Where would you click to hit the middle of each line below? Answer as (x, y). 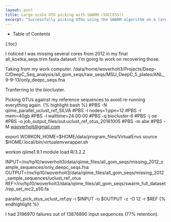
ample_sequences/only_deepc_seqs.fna (47, 167)
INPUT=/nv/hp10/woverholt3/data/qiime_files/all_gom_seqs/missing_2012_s (84, 162)
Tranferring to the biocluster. (35, 90)
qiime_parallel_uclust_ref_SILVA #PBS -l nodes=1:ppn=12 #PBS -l (73, 111)
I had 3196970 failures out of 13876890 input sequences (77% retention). (82, 214)
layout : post (19, 10)
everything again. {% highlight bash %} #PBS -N (56, 105)
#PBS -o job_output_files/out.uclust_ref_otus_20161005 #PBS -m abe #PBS (84, 121)
